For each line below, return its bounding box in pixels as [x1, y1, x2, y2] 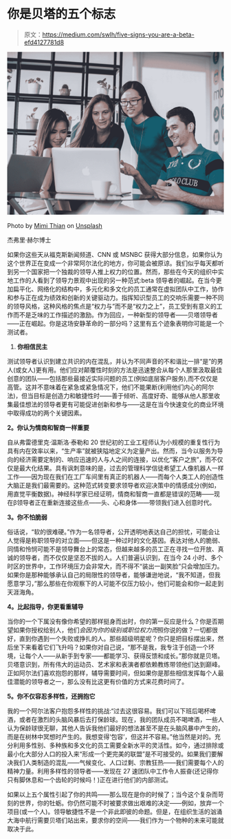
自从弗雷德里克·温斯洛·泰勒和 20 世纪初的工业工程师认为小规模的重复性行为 [7, 438, 221, 446]
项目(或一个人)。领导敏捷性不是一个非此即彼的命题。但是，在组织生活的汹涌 [7, 807, 223, 816]
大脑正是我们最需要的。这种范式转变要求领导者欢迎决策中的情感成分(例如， [7, 481, 221, 489]
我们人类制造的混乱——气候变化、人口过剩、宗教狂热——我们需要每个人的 [12, 758, 224, 767]
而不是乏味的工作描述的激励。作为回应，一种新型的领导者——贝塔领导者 [12, 311, 218, 319]
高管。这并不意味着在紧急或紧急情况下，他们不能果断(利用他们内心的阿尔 [7, 383, 214, 391]
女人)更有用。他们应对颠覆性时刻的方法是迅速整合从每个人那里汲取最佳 [21, 366, 223, 374]
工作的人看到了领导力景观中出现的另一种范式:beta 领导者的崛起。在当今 [12, 276, 217, 284]
